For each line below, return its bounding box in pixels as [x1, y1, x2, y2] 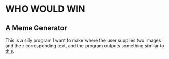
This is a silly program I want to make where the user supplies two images [5, 37, 161, 43]
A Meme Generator [5, 24, 68, 32]
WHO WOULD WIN [5, 3, 86, 15]
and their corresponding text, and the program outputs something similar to [5, 43, 164, 49]
